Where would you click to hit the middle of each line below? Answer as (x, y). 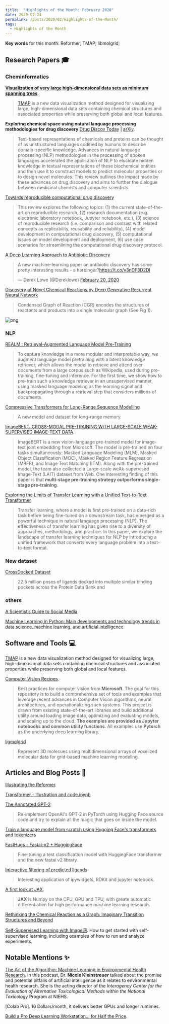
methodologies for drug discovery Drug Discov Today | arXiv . (70, 129)
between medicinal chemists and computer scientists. (73, 187)
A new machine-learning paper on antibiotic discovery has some (85, 264)
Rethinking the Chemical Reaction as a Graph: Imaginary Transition (75, 914)
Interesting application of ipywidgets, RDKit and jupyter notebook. (86, 880)
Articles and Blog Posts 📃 (46, 773)
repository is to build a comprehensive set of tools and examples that (89, 694)
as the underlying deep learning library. (59, 732)
